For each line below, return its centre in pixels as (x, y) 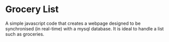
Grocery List (32, 9)
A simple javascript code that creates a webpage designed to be (73, 23)
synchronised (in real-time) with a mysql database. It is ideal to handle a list (85, 28)
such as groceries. (25, 34)
